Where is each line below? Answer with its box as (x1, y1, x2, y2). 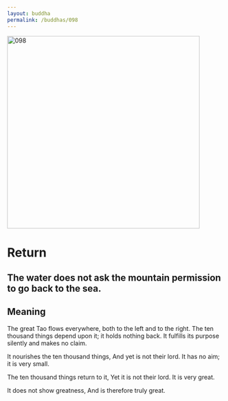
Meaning (7, 306, 46, 318)
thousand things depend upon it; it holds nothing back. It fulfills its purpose (7, 332, 220, 340)
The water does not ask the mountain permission (7, 272, 221, 284)
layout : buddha (7, 10, 51, 17)
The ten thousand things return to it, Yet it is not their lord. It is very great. (7, 373, 215, 381)
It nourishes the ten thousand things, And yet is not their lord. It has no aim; (7, 352, 220, 360)
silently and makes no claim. (7, 338, 87, 347)
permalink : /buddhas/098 (7, 17, 78, 23)
